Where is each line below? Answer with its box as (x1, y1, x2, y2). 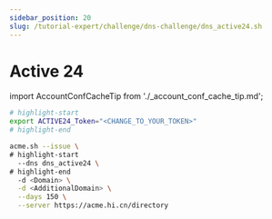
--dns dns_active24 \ (17, 158, 100, 168)
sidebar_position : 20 (9, 13, 92, 23)
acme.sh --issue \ (9, 142, 79, 151)
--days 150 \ (17, 193, 67, 202)
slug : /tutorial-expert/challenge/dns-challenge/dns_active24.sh (9, 22, 262, 31)
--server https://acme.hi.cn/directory (17, 201, 169, 210)
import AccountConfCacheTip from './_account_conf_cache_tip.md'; (9, 91, 264, 102)
